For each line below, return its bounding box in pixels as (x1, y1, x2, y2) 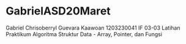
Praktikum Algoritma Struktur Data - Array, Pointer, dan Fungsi (6, 30, 163, 37)
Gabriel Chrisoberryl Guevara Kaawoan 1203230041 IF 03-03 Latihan (6, 24, 180, 31)
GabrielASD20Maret (6, 4, 111, 18)
